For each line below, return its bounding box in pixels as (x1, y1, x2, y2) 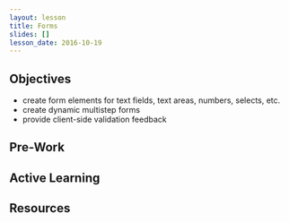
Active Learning (9, 170, 101, 185)
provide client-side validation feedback (22, 114, 168, 125)
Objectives (9, 71, 72, 86)
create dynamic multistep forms (22, 105, 141, 115)
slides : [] (9, 30, 50, 38)
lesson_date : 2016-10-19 (9, 38, 102, 47)
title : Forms (9, 21, 58, 30)
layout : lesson (9, 13, 66, 22)
